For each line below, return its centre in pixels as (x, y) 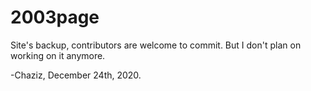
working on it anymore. (58, 55)
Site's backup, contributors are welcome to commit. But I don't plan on (156, 45)
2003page (55, 17)
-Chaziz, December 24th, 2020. (76, 75)
